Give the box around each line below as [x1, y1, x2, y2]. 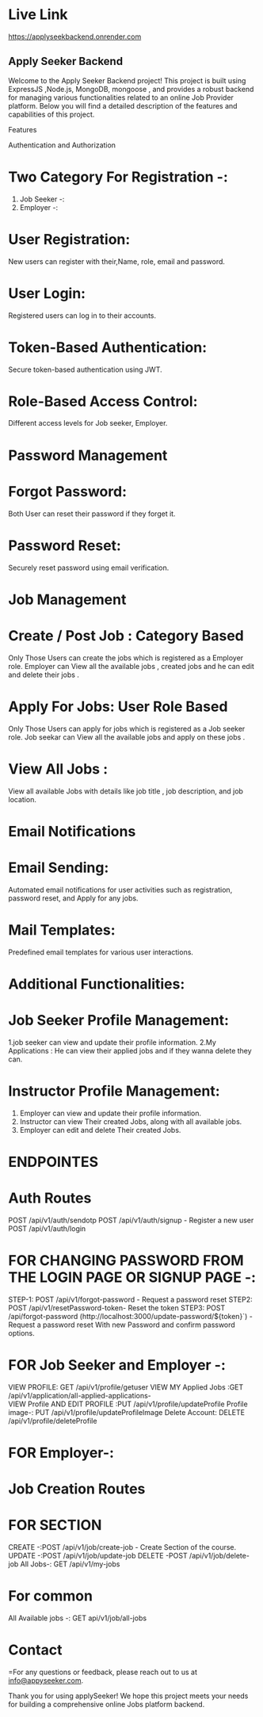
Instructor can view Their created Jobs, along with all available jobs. [19, 1116, 242, 1126]
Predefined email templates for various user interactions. [8, 947, 194, 957]
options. [8, 1328, 36, 1337]
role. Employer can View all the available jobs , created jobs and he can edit [8, 661, 255, 671]
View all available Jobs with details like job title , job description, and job [8, 786, 244, 796]
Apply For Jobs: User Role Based [8, 698, 228, 715]
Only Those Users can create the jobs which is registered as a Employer [8, 652, 244, 663]
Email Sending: [8, 858, 109, 877]
